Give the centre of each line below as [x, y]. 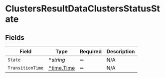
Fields [15, 38]
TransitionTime [26, 68]
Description [121, 51]
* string [57, 60]
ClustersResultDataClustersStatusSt [83, 9]
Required [91, 51]
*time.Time [62, 68]
